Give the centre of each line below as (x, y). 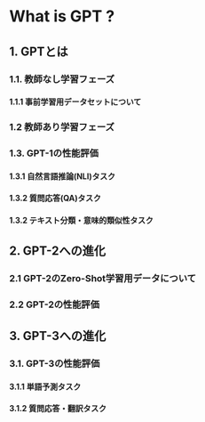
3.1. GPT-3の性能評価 (55, 364)
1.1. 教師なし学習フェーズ (62, 79)
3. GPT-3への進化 (58, 336)
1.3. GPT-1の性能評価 (54, 153)
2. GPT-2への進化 (58, 251)
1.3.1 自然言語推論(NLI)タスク (62, 176)
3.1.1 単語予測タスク (45, 386)
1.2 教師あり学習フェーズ (62, 127)
